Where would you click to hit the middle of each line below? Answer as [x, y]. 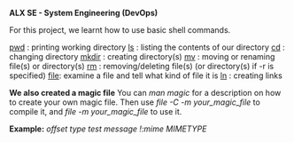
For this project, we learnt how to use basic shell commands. [120, 30]
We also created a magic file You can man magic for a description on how [145, 93]
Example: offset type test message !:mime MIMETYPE [108, 129]
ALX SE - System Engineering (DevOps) [84, 13]
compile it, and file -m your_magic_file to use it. [96, 111]
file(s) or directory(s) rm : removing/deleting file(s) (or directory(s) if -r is [142, 66]
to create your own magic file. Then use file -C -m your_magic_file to [135, 102]
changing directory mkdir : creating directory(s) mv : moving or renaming [142, 56]
